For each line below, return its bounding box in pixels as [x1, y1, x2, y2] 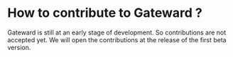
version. [7, 43, 31, 51]
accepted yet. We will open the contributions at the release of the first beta [7, 35, 227, 44]
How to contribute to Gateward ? [7, 5, 202, 21]
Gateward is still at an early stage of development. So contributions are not [7, 28, 227, 37]
